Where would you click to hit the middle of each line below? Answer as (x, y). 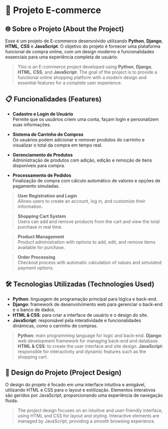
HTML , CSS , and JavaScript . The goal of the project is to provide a (87, 72)
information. (30, 206)
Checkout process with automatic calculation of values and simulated (90, 262)
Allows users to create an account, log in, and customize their (81, 201)
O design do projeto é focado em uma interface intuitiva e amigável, (75, 385)
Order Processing (36, 257)
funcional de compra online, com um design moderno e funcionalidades (80, 52)
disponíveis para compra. (39, 165)
